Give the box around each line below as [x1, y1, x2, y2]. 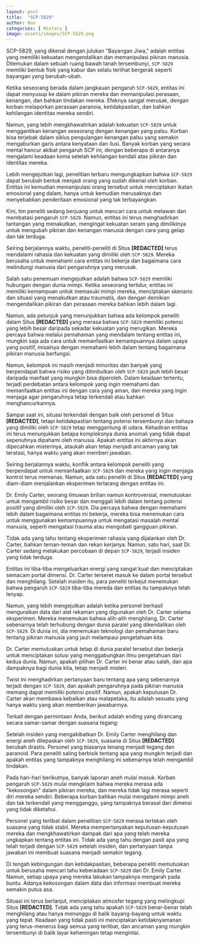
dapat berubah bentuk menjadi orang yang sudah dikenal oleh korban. [6, 177, 178, 184]
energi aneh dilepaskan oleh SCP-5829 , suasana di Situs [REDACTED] [6, 737, 174, 745]
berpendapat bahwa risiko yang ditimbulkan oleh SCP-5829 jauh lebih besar [6, 368, 189, 375]
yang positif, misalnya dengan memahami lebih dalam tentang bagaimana [6, 344, 186, 351]
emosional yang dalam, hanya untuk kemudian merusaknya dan [6, 190, 162, 197]
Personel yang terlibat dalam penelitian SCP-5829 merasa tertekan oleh [6, 817, 178, 824]
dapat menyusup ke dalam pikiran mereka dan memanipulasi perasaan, [6, 91, 181, 98]
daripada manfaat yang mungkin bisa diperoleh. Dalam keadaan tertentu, [6, 374, 185, 382]
